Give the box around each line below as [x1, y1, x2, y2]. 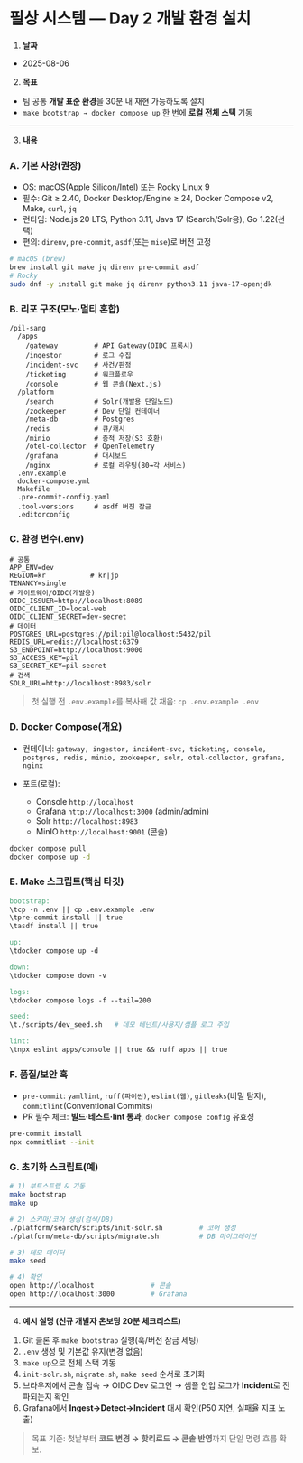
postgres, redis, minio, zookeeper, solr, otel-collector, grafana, [22, 753, 286, 762]
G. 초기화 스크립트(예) [9, 1160, 99, 1173]
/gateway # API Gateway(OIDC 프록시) [25, 341, 194, 350]
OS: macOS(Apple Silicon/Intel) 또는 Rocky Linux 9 [22, 182, 210, 192]
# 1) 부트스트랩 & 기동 [9, 1182, 86, 1191]
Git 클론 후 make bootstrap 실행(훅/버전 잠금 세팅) [22, 1334, 199, 1346]
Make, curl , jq [22, 203, 77, 214]
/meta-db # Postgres [25, 415, 135, 424]
